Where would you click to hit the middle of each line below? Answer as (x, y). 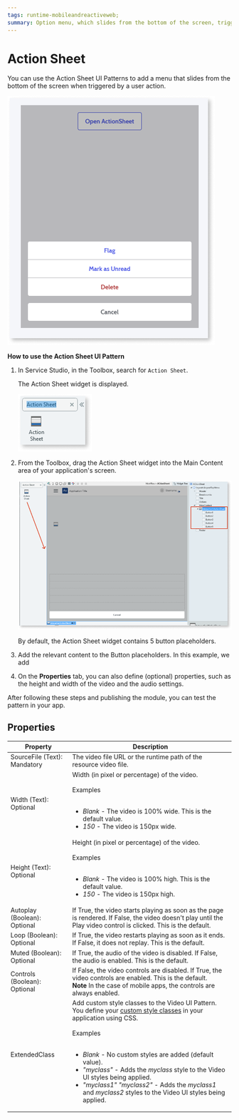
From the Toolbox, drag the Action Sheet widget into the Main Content (120, 463)
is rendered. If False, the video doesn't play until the (148, 918)
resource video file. (101, 765)
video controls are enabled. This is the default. (140, 977)
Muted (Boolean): (36, 952)
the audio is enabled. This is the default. (130, 960)
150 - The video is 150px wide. (129, 826)
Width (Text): (30, 800)
